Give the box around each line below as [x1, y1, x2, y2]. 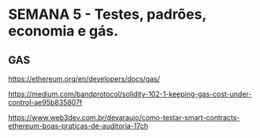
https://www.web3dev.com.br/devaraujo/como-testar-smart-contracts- [8, 113, 240, 122]
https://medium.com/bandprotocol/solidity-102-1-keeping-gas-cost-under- [8, 89, 252, 99]
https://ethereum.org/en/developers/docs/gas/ [8, 74, 160, 83]
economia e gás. [8, 22, 119, 40]
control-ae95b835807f [8, 98, 83, 107]
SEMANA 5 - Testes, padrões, [8, 5, 206, 24]
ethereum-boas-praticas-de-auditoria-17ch [8, 122, 149, 130]
